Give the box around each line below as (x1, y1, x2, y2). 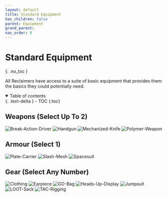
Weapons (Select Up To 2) (5, 112, 88, 121)
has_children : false (5, 16, 48, 21)
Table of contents (9, 93, 46, 98)
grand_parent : (5, 26, 35, 31)
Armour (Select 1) (5, 140, 61, 149)
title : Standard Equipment (5, 12, 61, 17)
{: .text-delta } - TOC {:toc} (5, 98, 61, 104)
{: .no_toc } (5, 68, 28, 74)
